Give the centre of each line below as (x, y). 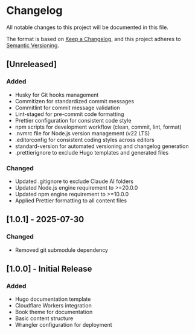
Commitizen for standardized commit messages (75, 101)
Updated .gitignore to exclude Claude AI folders (74, 181)
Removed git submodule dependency (62, 250)
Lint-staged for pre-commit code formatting (69, 114)
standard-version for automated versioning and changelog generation (102, 146)
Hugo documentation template (53, 299)
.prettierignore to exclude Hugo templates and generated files (92, 152)
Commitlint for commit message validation (67, 108)
